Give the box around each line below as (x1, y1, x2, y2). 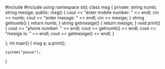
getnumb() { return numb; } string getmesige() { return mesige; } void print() (5, 20, 161, 26)
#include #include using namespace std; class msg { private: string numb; (5, 4, 157, 10)
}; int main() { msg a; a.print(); (5, 40, 66, 46)
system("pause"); (5, 50, 41, 55)
